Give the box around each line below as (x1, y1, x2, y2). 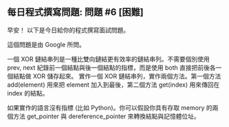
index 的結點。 (7, 89, 49, 97)
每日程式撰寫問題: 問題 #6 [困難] (7, 6, 144, 18)
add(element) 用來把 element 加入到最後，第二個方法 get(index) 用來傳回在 (7, 81, 220, 89)
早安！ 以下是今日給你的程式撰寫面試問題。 (7, 26, 129, 34)
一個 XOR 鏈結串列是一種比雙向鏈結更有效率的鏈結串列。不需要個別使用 (7, 55, 210, 63)
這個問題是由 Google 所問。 (7, 40, 86, 48)
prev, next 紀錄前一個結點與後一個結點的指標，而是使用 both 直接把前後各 (7, 63, 216, 72)
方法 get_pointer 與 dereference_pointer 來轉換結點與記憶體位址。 (12, 112, 201, 120)
